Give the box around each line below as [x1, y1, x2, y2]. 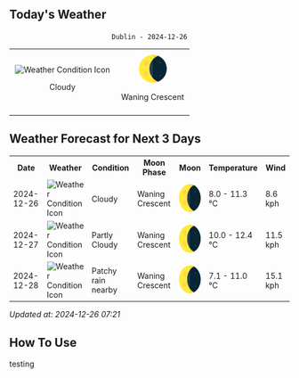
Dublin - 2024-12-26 [110, 32, 189, 41]
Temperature [208, 162, 258, 173]
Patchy [91, 266, 117, 276]
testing [9, 358, 35, 369]
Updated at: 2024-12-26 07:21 [9, 309, 121, 320]
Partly [91, 229, 114, 240]
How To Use [9, 334, 77, 350]
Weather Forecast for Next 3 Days [9, 131, 202, 146]
